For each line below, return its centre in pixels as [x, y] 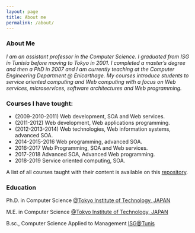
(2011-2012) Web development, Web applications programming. [92, 122]
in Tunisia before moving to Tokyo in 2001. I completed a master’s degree [96, 62]
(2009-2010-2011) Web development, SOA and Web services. [90, 116]
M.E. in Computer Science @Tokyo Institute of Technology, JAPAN [87, 212]
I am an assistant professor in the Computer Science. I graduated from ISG [98, 56]
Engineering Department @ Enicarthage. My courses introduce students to [97, 75]
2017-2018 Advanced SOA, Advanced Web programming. [85, 154]
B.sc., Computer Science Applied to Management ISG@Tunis [81, 223]
